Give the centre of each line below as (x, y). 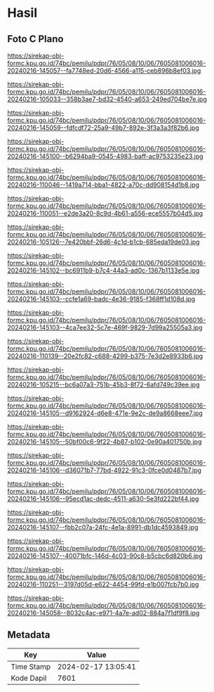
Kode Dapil (29, 678)
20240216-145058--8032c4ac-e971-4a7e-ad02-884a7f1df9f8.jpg (103, 613)
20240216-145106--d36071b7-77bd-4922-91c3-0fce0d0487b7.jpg (105, 470)
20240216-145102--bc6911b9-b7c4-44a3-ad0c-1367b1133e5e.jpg (103, 270)
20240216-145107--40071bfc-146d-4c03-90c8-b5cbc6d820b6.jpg (105, 556)
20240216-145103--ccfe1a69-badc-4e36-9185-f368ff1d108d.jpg (101, 299)
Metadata (29, 635)
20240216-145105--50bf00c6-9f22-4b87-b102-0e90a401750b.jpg (105, 442)
